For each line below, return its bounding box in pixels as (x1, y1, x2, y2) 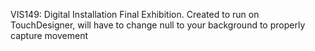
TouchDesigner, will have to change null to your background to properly (10, 19, 306, 31)
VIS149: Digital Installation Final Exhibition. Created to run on (10, 9, 260, 20)
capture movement (10, 30, 88, 41)
